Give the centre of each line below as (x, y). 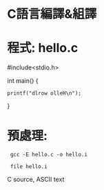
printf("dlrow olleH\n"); (44, 93)
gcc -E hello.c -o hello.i (49, 155)
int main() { (23, 81)
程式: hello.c (43, 48)
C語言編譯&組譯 (52, 14)
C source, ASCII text (36, 180)
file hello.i (29, 167)
